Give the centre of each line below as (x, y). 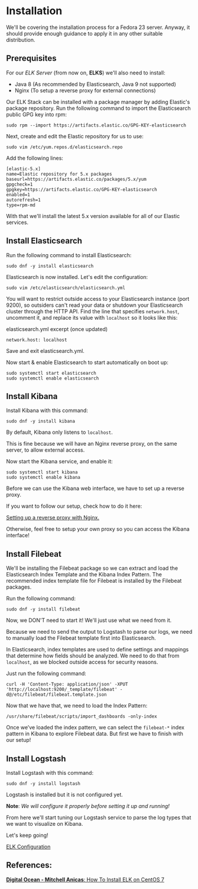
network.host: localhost (37, 340)
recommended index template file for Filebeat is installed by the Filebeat (94, 581)
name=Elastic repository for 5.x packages (59, 174)
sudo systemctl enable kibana (43, 478)
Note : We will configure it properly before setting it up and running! (88, 806)
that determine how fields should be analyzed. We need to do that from (93, 656)
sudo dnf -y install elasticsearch (50, 266)
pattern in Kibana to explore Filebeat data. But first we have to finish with (95, 734)
